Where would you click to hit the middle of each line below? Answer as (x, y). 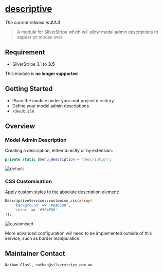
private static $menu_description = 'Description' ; (58, 160)
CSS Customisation (28, 181)
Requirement (25, 52)
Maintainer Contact (35, 254)
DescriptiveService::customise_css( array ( (49, 201)
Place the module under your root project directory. (63, 100)
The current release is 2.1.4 (33, 22)
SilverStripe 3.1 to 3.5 (33, 64)
